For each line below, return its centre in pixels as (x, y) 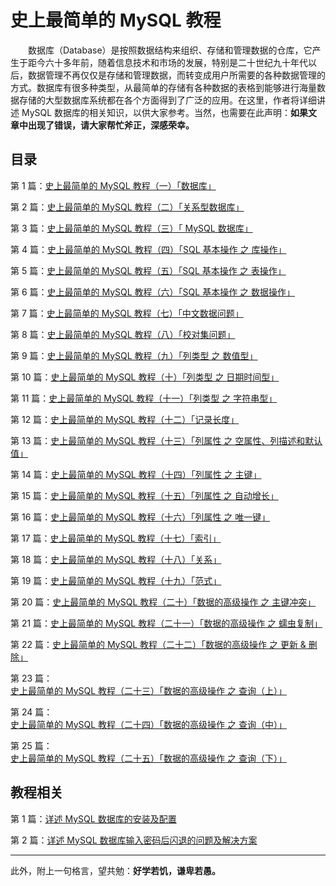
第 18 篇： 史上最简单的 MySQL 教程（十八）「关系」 (116, 559)
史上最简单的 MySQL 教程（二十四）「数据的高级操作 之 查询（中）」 (148, 724)
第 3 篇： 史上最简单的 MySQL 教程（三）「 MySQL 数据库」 (131, 228)
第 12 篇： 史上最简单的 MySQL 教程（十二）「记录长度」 (125, 419)
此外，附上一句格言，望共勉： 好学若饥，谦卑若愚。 (115, 870)
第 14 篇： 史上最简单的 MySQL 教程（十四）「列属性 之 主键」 (136, 474)
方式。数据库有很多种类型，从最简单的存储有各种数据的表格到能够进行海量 (163, 87)
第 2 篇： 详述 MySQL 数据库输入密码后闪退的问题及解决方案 (134, 840)
